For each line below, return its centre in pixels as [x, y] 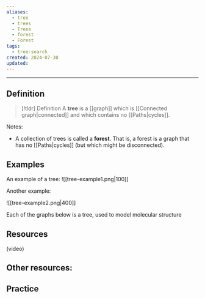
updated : [17, 63]
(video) [15, 248]
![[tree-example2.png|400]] [41, 203]
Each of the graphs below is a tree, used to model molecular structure [94, 215]
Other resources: [39, 268]
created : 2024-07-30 [33, 58]
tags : [13, 47]
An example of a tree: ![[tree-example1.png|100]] [68, 179]
